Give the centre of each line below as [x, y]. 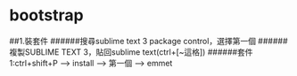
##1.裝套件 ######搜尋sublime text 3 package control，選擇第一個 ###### [148, 41]
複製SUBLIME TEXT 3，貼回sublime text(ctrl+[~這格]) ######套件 [131, 52]
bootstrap [46, 15]
